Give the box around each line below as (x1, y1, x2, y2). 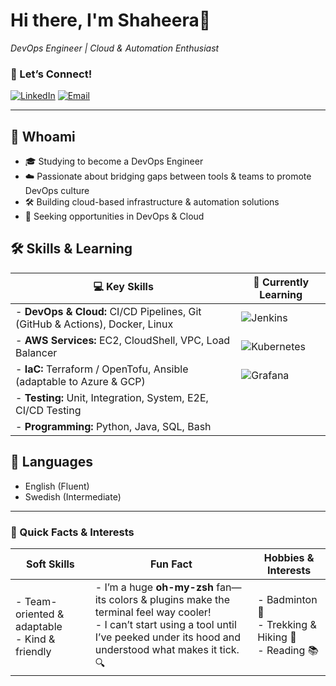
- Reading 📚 (257, 643, 319, 657)
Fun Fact (150, 557, 193, 571)
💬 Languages (10, 454, 93, 471)
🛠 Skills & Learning (10, 240, 133, 258)
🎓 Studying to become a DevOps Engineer (24, 155, 204, 168)
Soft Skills (25, 557, 75, 571)
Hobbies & (263, 550, 315, 564)
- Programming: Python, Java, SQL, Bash (15, 419, 212, 433)
